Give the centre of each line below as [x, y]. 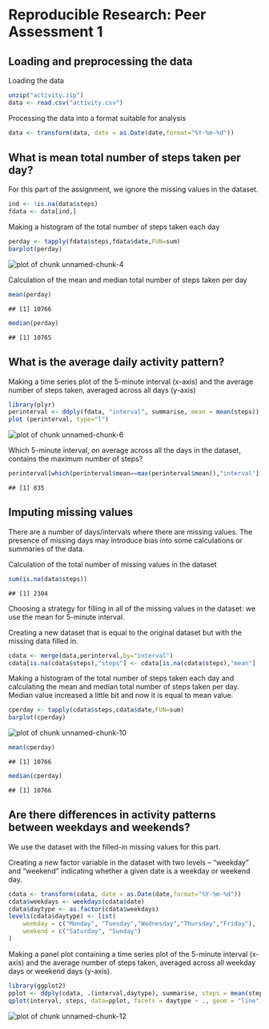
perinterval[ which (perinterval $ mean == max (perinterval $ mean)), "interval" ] [134, 474]
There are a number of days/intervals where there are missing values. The [130, 531]
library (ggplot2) [37, 986]
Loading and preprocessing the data [100, 61]
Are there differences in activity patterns [112, 815]
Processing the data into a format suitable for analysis [97, 118]
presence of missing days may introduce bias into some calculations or [125, 540]
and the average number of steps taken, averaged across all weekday [141, 962]
